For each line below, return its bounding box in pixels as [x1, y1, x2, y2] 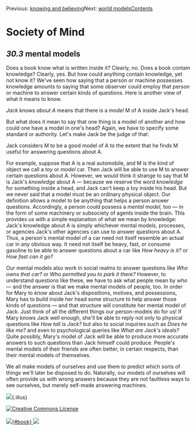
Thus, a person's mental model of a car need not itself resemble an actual [6, 235, 184, 241]
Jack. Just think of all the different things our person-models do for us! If [6, 308, 182, 315]
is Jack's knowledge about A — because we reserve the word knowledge [6, 178, 183, 185]
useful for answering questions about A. [6, 148, 103, 155]
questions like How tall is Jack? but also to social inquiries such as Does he [6, 321, 188, 327]
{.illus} [12, 394, 27, 401]
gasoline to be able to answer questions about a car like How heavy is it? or [6, 247, 188, 254]
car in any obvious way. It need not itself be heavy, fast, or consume [6, 240, 171, 247]
